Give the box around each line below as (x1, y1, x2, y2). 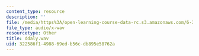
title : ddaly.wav (6, 36, 49, 41)
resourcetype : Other (6, 30, 57, 36)
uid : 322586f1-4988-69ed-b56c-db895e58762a (6, 41, 115, 47)
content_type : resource (6, 8, 65, 15)
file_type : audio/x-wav (6, 24, 65, 31)
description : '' (6, 14, 46, 20)
